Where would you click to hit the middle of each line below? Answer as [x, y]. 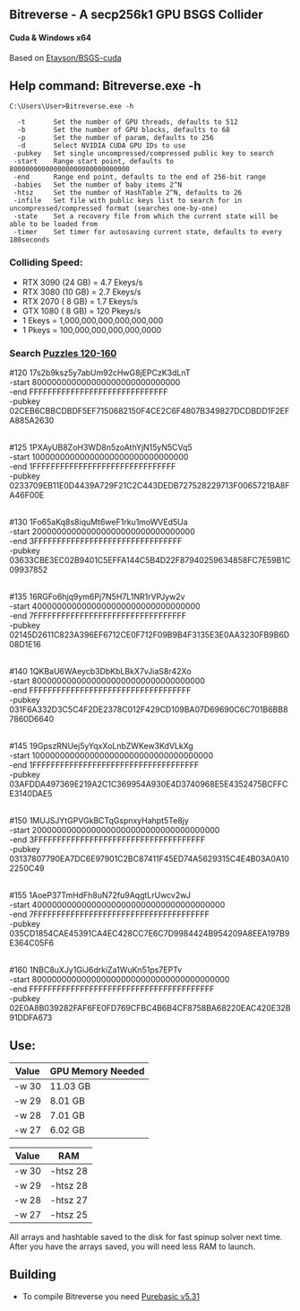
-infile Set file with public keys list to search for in [128, 201]
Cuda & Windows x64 [51, 37]
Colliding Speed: [46, 262]
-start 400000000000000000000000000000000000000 [117, 905]
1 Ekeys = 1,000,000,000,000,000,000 [93, 320]
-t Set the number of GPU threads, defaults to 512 [128, 122]
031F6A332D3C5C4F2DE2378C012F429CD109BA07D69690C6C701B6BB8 [149, 709]
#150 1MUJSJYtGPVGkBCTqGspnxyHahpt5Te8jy [99, 820]
